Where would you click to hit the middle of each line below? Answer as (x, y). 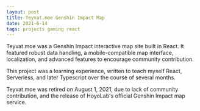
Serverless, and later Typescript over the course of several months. (91, 77)
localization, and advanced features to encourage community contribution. (100, 59)
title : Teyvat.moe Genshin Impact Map (55, 18)
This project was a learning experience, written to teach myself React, (94, 71)
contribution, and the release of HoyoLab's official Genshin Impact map (96, 96)
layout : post (23, 12)
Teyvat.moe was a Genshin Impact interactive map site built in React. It (95, 46)
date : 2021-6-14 (27, 23)
